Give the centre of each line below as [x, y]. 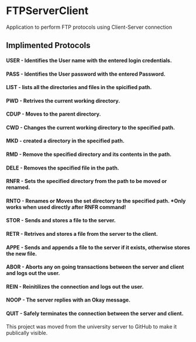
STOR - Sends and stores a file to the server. [61, 221]
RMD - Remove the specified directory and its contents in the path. [89, 154]
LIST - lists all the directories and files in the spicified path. [79, 87]
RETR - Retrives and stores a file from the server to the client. [82, 234]
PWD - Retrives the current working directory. [63, 100]
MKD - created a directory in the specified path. [65, 141]
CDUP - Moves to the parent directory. [54, 114]
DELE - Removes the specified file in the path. [63, 168]
